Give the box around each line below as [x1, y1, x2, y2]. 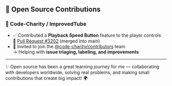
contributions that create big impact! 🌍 [5, 75, 88, 81]
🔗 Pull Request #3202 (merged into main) [12, 38, 100, 44]
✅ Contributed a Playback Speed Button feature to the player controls [12, 32, 161, 38]
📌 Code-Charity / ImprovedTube [5, 20, 87, 28]
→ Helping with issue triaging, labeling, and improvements [12, 49, 139, 55]
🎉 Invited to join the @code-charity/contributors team [12, 43, 125, 49]
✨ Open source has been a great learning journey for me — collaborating [5, 63, 160, 70]
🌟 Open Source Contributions [5, 5, 101, 14]
